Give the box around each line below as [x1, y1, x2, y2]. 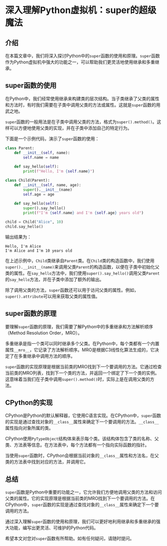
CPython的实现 [5, 398, 53, 407]
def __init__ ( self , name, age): [14, 182, 81, 188]
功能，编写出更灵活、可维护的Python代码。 [9, 525, 99, 531]
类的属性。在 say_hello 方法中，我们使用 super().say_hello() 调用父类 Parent [5, 270, 160, 276]
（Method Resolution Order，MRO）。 [5, 330, 82, 336]
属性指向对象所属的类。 [5, 425, 53, 431]
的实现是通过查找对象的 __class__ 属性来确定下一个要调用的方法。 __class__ [5, 419, 159, 425]
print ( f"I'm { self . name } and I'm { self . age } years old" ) [23, 211, 144, 216]
